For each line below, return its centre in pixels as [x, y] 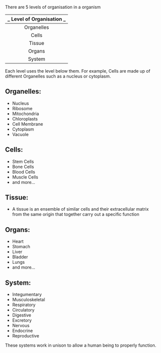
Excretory [22, 320]
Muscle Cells [25, 177]
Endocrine [22, 331]
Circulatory [23, 310]
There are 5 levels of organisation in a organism [53, 7]
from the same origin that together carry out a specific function [76, 215]
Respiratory [24, 305]
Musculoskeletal [29, 300]
